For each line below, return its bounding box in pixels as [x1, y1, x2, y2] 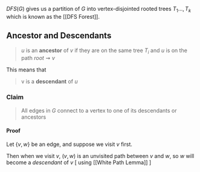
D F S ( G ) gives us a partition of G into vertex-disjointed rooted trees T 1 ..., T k [6, 5, 192, 14]
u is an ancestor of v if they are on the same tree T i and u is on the [21, 47, 187, 55]
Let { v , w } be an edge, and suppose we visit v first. [6, 141, 133, 148]
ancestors [21, 113, 47, 121]
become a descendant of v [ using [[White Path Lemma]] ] [6, 159, 152, 166]
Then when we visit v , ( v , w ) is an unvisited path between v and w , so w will [6, 152, 195, 159]
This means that [6, 66, 47, 73]
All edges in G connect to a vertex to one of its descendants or [21, 107, 177, 114]
